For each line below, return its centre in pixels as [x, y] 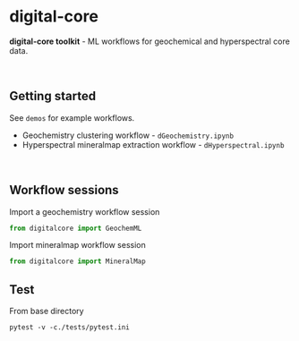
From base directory [47, 311]
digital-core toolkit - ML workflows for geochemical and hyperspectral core [150, 41]
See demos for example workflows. [72, 117]
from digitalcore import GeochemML [76, 228]
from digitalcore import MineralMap [77, 261]
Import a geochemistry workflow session [85, 211]
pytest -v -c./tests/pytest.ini [69, 328]
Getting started [53, 96]
